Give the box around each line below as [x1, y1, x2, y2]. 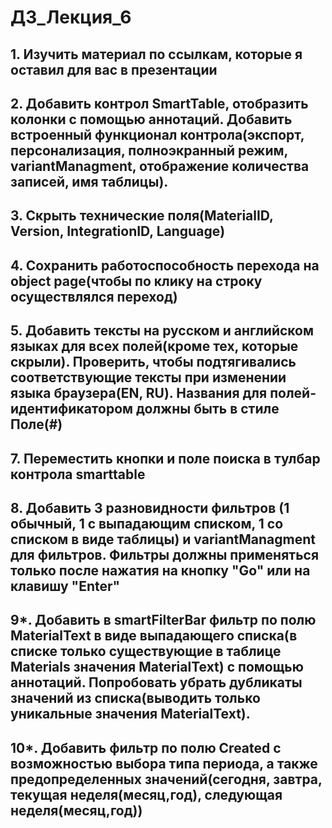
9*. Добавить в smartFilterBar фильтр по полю [10, 612, 317, 629]
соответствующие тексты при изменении [10, 369, 287, 386]
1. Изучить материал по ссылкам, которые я [10, 46, 303, 63]
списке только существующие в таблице [10, 643, 282, 660]
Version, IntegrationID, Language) [10, 223, 226, 240]
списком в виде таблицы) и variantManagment [10, 531, 317, 548]
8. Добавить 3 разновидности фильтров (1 [10, 499, 290, 516]
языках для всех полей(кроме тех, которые [10, 338, 299, 355]
